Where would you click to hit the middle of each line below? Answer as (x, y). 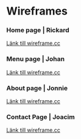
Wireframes (37, 11)
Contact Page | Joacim (40, 117)
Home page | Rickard (38, 30)
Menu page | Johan (36, 59)
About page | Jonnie (37, 88)
